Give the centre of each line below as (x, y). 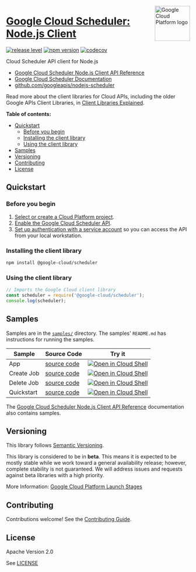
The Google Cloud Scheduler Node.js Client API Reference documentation (95, 406)
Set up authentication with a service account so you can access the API (101, 229)
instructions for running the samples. (50, 339)
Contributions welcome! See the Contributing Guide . (69, 519)
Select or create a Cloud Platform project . (64, 217)
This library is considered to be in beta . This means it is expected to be (91, 457)
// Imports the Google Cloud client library (61, 290)
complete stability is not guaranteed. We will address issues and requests (94, 469)
